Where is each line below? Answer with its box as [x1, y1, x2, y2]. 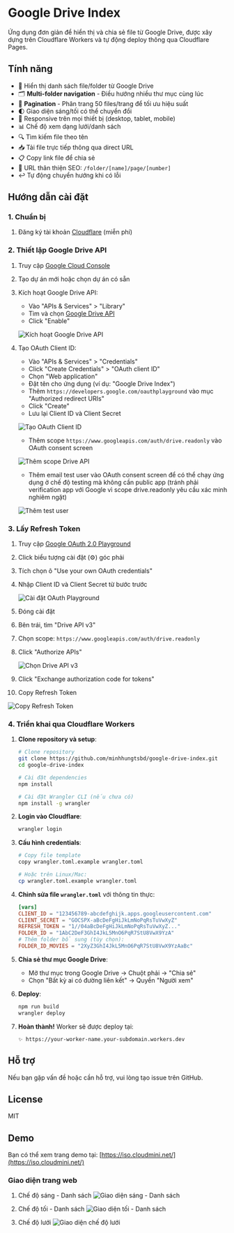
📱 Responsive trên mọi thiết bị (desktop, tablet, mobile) [17, 114, 176, 123]
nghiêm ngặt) [28, 493, 67, 501]
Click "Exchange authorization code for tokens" [17, 675, 155, 683]
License [8, 1093, 43, 1105]
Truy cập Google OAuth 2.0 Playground [17, 539, 131, 548]
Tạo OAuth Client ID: [17, 343, 77, 352]
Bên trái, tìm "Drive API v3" [17, 621, 96, 629]
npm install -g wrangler [17, 800, 91, 807]
